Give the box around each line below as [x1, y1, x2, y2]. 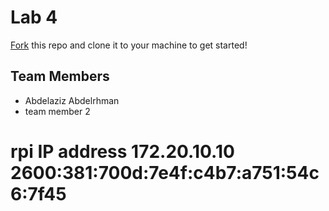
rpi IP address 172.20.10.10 [10, 140, 235, 163]
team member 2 [24, 105, 91, 117]
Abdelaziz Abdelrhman [24, 94, 120, 106]
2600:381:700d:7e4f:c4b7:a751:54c [10, 161, 320, 184]
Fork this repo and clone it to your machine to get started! [10, 39, 248, 51]
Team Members [10, 68, 110, 85]
